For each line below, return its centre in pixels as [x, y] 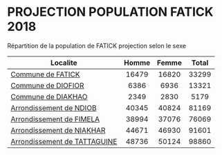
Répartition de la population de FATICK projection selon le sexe [97, 45]
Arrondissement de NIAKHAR [58, 130]
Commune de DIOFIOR [47, 85]
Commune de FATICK [46, 74]
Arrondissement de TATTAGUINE [64, 141]
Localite [64, 63]
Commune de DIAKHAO [49, 96]
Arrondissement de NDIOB [54, 107]
